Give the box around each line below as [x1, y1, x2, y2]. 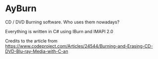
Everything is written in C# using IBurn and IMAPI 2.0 [5, 28, 113, 34]
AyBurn [5, 3, 37, 14]
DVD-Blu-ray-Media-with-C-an [5, 48, 68, 54]
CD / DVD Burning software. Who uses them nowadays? [5, 19, 120, 25]
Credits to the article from [5, 38, 58, 44]
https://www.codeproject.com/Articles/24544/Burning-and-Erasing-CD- [5, 43, 153, 49]
